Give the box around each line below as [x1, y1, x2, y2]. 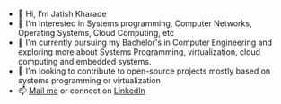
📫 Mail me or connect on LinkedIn [17, 85, 145, 96]
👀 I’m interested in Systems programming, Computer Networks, [17, 18, 252, 29]
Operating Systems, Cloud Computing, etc [17, 28, 175, 38]
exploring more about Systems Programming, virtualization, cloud [17, 47, 261, 57]
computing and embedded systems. [17, 56, 152, 66]
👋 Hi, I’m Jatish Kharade [17, 9, 107, 19]
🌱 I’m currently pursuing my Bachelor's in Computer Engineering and [17, 37, 272, 48]
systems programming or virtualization [17, 75, 162, 85]
